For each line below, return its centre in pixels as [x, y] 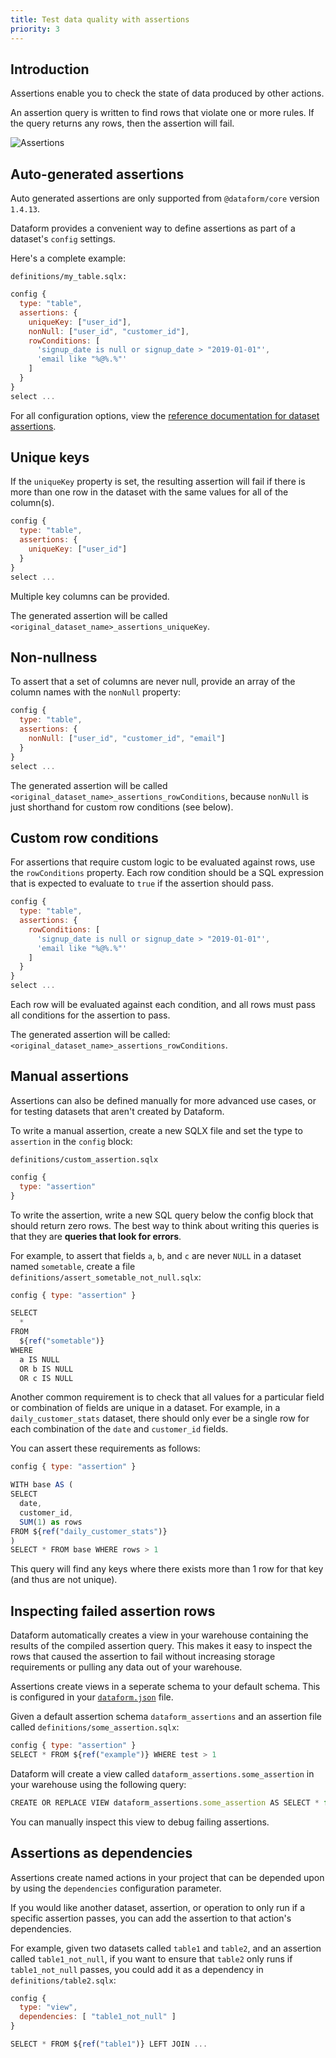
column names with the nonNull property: [96, 692]
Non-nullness [54, 657]
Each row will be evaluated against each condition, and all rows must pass [163, 1005]
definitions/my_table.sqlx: [69, 277]
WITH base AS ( [42, 1485]
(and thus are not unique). [64, 1580]
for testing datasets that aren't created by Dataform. [117, 1111]
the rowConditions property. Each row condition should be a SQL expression [167, 873]
